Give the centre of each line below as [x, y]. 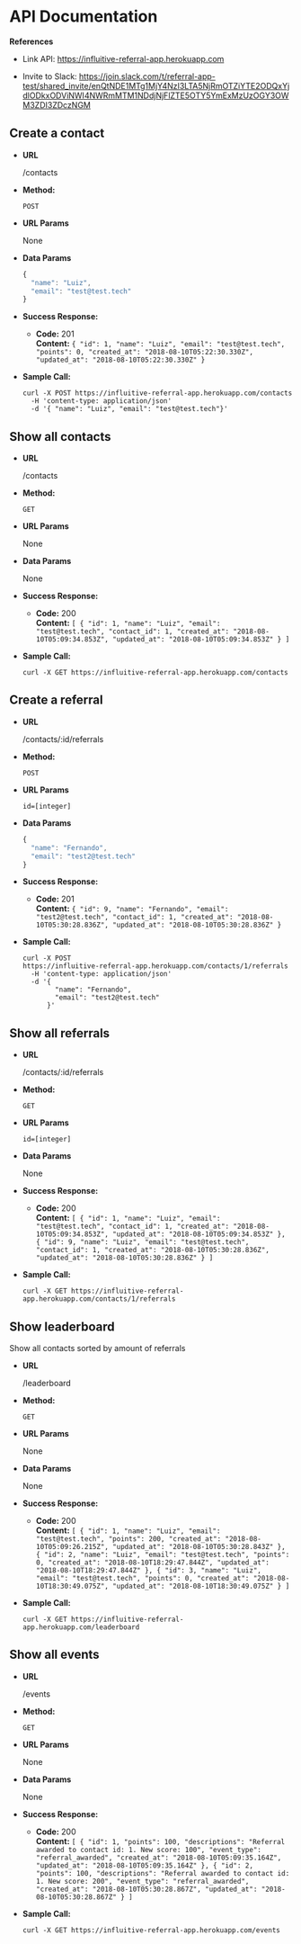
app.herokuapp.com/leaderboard [81, 1627]
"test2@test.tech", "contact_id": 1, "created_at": [134, 918]
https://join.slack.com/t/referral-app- [147, 76]
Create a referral [56, 700]
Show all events [55, 1655]
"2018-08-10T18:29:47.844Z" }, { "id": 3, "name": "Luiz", [149, 1571]
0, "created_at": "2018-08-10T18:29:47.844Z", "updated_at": [152, 1563]
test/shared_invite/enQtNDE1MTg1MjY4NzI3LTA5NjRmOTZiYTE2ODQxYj [156, 85]
